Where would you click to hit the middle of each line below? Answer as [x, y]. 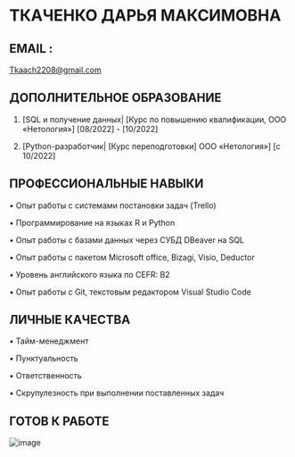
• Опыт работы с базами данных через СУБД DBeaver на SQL [127, 240]
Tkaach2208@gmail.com [55, 70]
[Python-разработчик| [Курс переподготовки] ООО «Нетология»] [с [151, 146]
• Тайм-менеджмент [49, 341]
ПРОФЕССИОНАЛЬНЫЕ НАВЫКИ [107, 184]
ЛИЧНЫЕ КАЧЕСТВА [70, 320]
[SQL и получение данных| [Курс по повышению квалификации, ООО [154, 119]
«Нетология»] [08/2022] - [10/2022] [90, 129]
